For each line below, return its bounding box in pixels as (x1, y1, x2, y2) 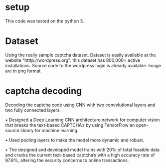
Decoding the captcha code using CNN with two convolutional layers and (5, 102, 156, 108)
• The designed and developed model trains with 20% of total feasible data (5, 147, 160, 153)
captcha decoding (5, 85, 82, 97)
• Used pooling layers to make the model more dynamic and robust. (5, 137, 145, 143)
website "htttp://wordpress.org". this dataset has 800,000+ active (5, 57, 141, 63)
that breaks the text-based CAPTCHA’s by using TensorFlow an (5, 122, 135, 128)
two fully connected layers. (5, 107, 61, 113)
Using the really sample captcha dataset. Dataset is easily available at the (5, 52, 156, 58)
